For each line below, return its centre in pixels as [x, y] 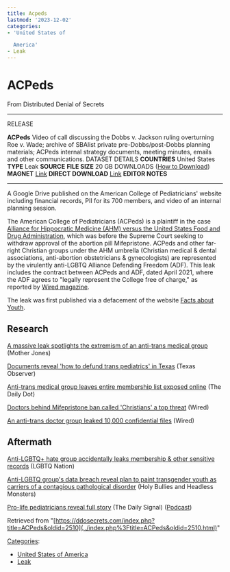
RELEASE [20, 123]
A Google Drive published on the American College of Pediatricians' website [115, 193]
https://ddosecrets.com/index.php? [105, 520]
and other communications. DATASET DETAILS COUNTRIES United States [111, 159]
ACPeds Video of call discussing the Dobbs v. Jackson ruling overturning [111, 137]
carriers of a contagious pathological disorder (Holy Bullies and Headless [110, 486]
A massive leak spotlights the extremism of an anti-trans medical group [107, 345]
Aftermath [29, 442]
